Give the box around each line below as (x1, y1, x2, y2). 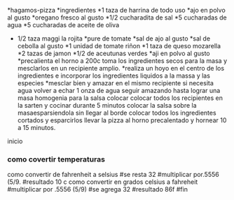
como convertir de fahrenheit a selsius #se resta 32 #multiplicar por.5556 (7, 171, 219, 179)
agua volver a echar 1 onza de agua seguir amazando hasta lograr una (17, 87, 221, 94)
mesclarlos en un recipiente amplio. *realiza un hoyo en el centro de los (17, 64, 225, 72)
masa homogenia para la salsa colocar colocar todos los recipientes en (17, 94, 223, 102)
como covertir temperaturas (7, 154, 105, 164)
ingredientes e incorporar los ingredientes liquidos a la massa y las (17, 71, 210, 80)
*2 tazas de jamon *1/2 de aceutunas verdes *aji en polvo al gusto (17, 49, 210, 57)
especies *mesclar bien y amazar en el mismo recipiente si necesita (17, 79, 214, 87)
